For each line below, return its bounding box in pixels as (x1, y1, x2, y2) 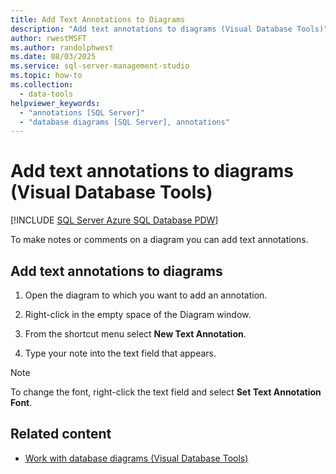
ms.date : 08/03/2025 (10, 52, 97, 62)
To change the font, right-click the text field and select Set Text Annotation (10, 386, 322, 398)
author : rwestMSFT (10, 33, 87, 43)
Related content (10, 426, 112, 443)
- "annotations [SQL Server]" (19, 107, 145, 118)
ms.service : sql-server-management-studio (10, 61, 190, 71)
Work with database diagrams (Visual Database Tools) (24, 452, 249, 464)
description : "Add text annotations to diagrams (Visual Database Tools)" (10, 24, 329, 34)
